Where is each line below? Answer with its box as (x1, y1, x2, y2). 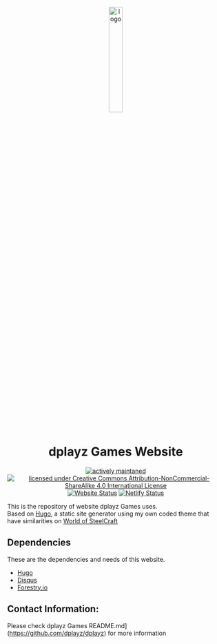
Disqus (17, 576, 37, 584)
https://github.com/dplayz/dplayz (9, 629, 105, 637)
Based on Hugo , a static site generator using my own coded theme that (7, 509, 209, 518)
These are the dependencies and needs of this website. (7, 555, 165, 563)
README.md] (88, 621, 127, 630)
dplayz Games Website (48, 444, 183, 460)
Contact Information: (7, 603, 99, 615)
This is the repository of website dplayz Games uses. (7, 502, 158, 510)
